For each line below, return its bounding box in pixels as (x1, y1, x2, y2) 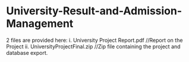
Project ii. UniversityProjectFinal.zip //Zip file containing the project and (6, 43, 181, 50)
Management (6, 17, 74, 30)
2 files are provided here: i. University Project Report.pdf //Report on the (6, 36, 183, 44)
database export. (6, 49, 48, 56)
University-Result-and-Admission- (6, 4, 182, 18)
